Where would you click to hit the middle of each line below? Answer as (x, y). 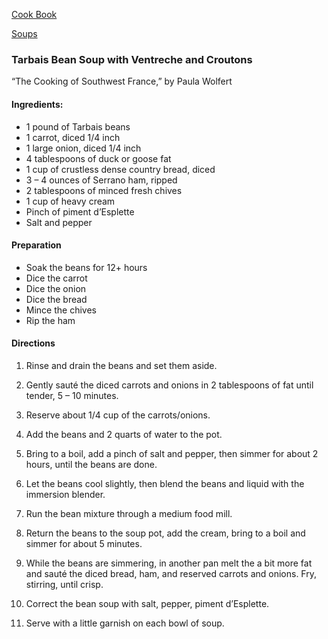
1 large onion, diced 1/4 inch (83, 148)
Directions (33, 343)
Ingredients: (37, 104)
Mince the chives (61, 310)
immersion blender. (65, 494)
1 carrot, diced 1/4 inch (73, 137)
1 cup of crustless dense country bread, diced (120, 169)
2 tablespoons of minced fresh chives (104, 190)
